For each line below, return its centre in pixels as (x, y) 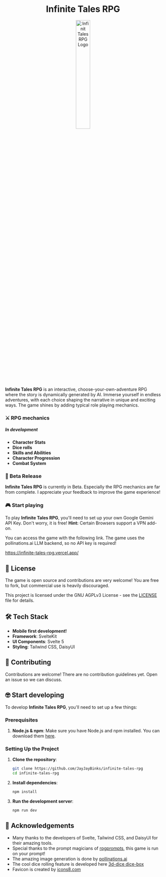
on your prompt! (29, 853)
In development (21, 430)
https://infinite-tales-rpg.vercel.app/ (42, 553)
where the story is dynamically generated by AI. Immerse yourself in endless (83, 394)
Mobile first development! (40, 631)
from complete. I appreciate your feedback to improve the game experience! (83, 492)
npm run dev (24, 810)
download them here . (34, 736)
